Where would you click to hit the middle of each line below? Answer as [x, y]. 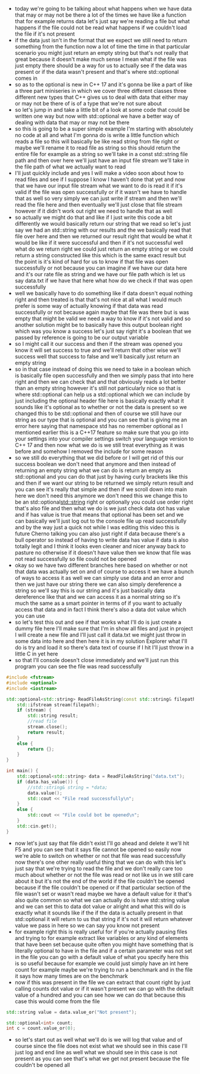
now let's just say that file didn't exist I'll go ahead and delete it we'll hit [102, 843]
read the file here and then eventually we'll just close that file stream [99, 205]
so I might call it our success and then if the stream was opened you [99, 344]
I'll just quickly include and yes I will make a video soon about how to [99, 173]
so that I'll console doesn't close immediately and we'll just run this [97, 660]
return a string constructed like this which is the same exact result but [100, 255]
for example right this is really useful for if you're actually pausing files [101, 932]
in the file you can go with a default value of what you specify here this [102, 957]
